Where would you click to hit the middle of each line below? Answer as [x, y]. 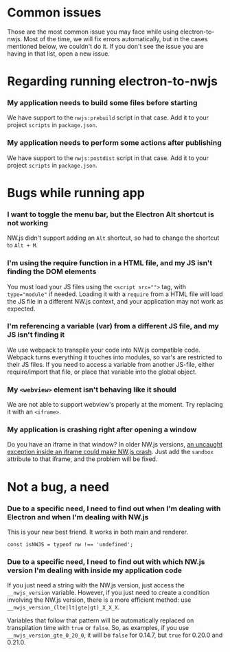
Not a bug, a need [58, 487]
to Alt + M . [22, 245]
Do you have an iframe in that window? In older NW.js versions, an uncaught [115, 445]
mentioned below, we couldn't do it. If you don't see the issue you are [105, 46]
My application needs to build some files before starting [102, 103]
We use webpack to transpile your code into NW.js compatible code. [104, 350]
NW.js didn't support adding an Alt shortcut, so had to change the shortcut [113, 238]
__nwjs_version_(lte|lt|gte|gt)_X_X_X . [64, 607]
